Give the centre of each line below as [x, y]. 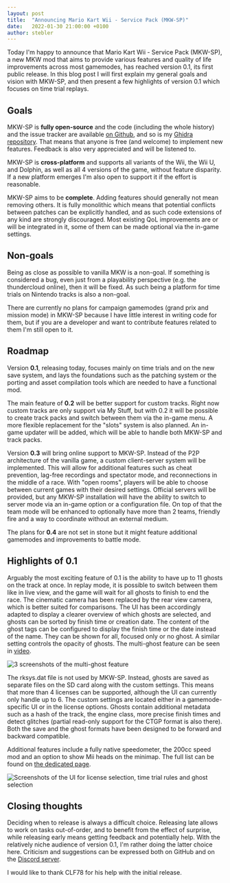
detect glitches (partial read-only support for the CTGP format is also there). [115, 721]
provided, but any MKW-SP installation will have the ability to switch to [107, 497]
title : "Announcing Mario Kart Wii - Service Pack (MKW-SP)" [98, 20]
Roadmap [28, 351]
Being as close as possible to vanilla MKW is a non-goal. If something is [108, 272]
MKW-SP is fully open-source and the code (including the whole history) [111, 127]
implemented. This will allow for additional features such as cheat [100, 467]
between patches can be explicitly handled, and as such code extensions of [114, 212]
